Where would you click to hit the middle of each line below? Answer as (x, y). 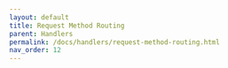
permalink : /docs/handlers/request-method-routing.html (114, 42)
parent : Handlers (41, 34)
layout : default (39, 17)
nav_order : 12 (35, 50)
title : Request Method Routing (67, 26)
